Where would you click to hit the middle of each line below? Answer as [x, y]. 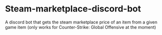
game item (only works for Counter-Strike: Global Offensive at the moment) [81, 27]
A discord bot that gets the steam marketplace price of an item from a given [81, 22]
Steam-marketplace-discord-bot [73, 9]
